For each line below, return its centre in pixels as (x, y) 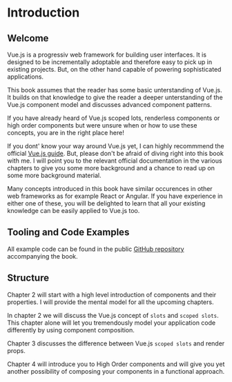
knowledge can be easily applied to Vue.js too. (74, 211)
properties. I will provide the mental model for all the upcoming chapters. (110, 302)
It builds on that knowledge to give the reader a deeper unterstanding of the (115, 97)
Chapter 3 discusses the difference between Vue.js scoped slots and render (116, 343)
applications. (25, 77)
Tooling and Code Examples (68, 232)
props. (16, 350)
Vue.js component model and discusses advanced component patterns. (109, 104)
